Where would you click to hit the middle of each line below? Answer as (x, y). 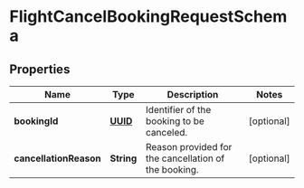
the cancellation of (185, 158)
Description (193, 94)
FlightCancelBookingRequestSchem (148, 17)
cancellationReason (57, 158)
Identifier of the (179, 110)
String (123, 158)
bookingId (36, 121)
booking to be (176, 121)
